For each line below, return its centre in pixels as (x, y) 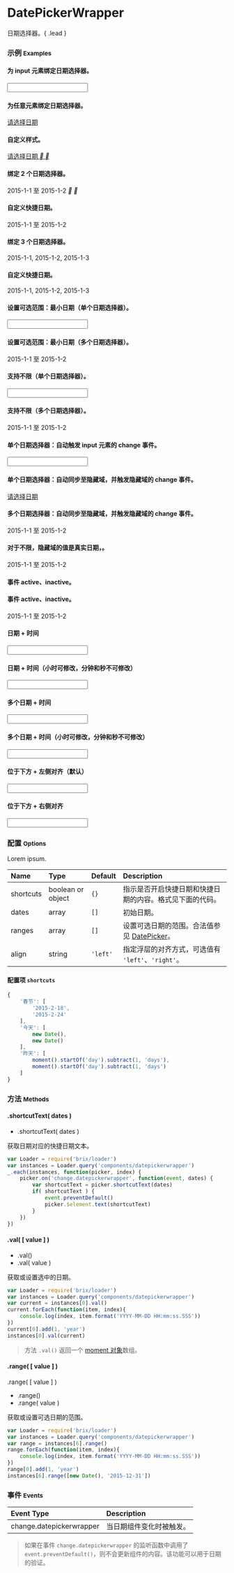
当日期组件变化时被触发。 (148, 1527)
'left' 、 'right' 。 (153, 960)
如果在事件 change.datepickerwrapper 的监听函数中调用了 (106, 1545)
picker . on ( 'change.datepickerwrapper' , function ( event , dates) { (117, 1179)
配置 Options (27, 843)
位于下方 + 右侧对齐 (36, 806)
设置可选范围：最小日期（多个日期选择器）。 (70, 342)
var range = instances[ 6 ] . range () (57, 1443)
